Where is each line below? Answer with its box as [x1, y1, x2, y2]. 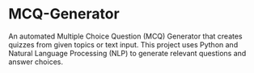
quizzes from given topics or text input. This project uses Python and [8, 39, 239, 49]
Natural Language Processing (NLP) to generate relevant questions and [8, 48, 247, 58]
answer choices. [8, 57, 63, 67]
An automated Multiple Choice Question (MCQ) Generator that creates [8, 31, 243, 41]
